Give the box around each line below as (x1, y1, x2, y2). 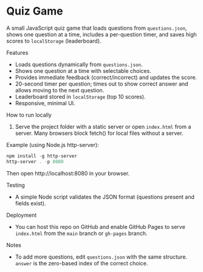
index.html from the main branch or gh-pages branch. (15, 229, 148, 237)
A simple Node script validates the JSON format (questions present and (15, 193, 194, 200)
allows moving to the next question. (15, 86, 105, 93)
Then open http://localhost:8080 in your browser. (6, 169, 130, 177)
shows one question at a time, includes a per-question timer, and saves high (6, 30, 198, 38)
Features (6, 49, 29, 56)
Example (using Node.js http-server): (6, 141, 99, 148)
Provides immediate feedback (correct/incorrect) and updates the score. (15, 73, 198, 81)
